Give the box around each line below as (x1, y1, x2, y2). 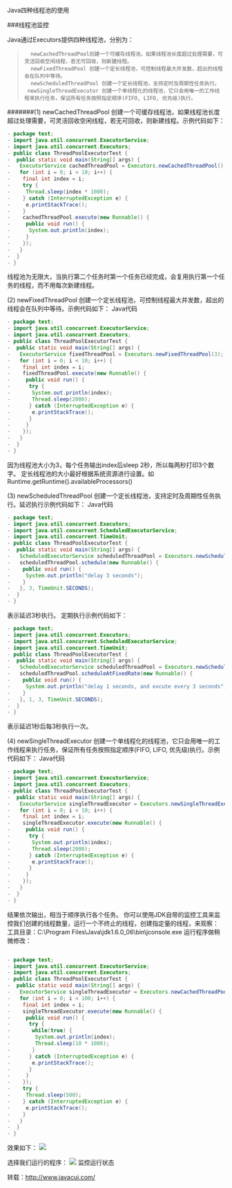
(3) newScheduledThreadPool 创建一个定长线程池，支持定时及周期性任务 (7, 491, 215, 500)
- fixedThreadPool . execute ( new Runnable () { (7, 370, 147, 377)
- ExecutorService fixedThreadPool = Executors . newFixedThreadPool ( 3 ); (7, 351, 224, 358)
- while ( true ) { (7, 1027, 72, 1034)
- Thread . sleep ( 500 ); (7, 1092, 81, 1099)
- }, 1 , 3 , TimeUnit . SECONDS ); (7, 696, 104, 703)
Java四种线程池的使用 (7, 6, 70, 14)
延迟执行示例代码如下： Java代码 (19, 500, 114, 508)
